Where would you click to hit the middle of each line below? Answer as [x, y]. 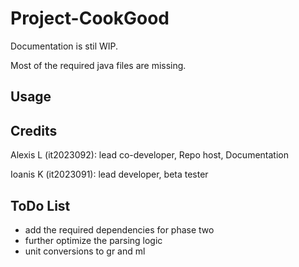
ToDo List [40, 205]
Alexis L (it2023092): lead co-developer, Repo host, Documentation [149, 155]
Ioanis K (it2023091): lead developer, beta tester [109, 174]
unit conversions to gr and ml [85, 251]
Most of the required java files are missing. [98, 65]
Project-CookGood [90, 18]
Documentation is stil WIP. [64, 46]
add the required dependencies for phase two [119, 229]
